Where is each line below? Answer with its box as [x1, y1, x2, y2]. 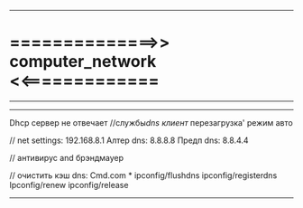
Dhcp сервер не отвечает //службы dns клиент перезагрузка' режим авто [9, 117, 293, 128]
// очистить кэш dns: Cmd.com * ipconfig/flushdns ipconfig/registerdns [9, 169, 278, 181]
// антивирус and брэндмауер [9, 152, 124, 163]
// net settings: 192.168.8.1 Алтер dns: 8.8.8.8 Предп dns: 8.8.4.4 [9, 135, 250, 146]
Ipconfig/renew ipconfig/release [9, 179, 129, 190]
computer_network [9, 52, 157, 72]
